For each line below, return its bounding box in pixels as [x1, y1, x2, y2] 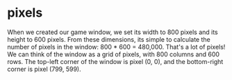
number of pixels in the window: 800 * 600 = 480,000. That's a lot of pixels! [7, 42, 226, 51]
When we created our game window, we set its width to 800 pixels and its [7, 28, 219, 36]
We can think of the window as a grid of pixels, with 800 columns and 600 [7, 50, 220, 58]
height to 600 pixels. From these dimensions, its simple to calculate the [7, 35, 210, 43]
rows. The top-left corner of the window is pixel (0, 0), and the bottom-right [7, 57, 224, 65]
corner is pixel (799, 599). [7, 65, 81, 73]
